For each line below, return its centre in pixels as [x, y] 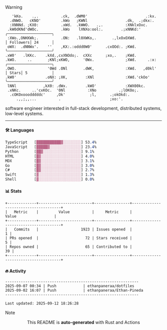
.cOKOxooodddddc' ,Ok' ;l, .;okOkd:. [70, 95]
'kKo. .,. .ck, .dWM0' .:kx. [84, 16]
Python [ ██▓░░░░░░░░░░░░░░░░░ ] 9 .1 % [50, 151]
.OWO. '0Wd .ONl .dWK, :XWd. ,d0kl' [81, 69]
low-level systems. [24, 113]
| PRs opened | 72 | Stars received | [69, 238]
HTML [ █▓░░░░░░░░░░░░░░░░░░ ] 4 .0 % [50, 156]
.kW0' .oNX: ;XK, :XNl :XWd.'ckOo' [78, 77]
